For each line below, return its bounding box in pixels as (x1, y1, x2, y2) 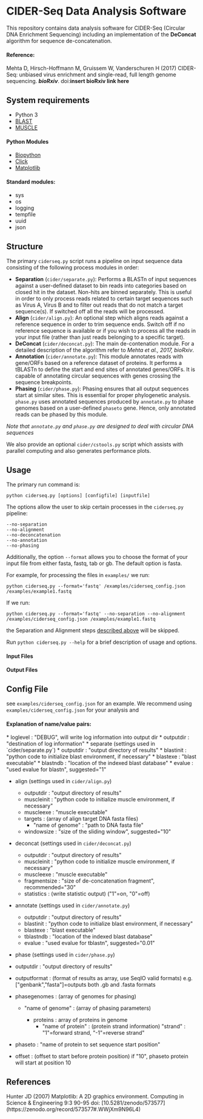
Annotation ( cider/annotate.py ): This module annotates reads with (15, 353, 184, 360)
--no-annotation (6, 537, 47, 543)
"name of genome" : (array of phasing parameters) (24, 1004, 151, 1012)
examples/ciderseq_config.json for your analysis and (6, 706, 139, 713)
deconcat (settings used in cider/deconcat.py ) (15, 840, 131, 847)
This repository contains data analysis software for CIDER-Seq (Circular (6, 24, 185, 32)
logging (15, 204, 35, 212)
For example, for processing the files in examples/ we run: (6, 571, 150, 578)
